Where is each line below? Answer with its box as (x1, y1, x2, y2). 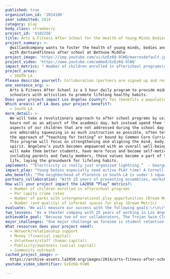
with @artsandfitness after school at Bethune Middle (10, 50, 125, 55)
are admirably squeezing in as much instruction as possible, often (10, 130, 157, 135)
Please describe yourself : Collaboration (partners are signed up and (5, 78, 157, 83)
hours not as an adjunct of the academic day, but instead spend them (10, 120, 162, 126)
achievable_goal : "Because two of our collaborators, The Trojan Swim (5, 215, 157, 220)
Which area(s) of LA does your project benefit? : (5, 102, 112, 107)
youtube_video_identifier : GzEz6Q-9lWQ (5, 262, 90, 267)
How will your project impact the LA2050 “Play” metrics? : (5, 182, 133, 187)
